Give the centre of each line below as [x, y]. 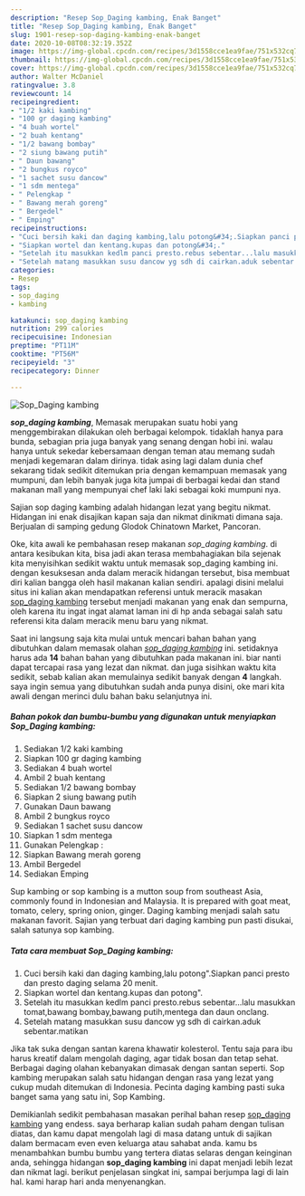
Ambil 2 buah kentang [64, 778]
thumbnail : [31, 60]
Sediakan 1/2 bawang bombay [80, 788]
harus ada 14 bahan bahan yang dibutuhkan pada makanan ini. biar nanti [146, 657]
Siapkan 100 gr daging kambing [82, 759]
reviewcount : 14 [41, 93]
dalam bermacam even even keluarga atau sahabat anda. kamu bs [134, 1143]
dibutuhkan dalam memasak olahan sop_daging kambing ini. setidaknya [144, 647]
